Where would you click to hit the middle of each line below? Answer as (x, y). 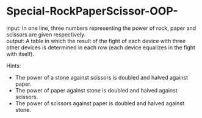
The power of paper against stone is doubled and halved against (96, 90)
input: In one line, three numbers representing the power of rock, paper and (101, 28)
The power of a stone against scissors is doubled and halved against (101, 77)
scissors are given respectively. (46, 34)
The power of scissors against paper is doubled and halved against (99, 103)
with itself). (20, 54)
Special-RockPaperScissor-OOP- (92, 11)
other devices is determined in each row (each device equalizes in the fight (101, 47)
